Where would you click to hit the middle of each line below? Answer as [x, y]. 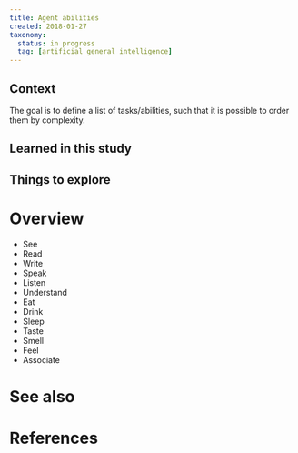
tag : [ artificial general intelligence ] [95, 52]
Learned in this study [70, 149]
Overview [47, 218]
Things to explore [60, 180]
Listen [34, 282]
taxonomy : [28, 35]
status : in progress [56, 43]
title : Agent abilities [55, 18]
